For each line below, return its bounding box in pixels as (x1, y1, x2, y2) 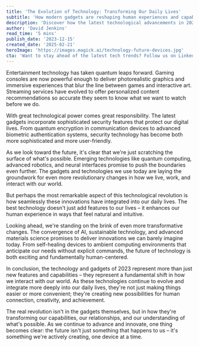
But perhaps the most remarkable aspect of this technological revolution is (6, 191, 188, 198)
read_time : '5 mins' (6, 31, 57, 37)
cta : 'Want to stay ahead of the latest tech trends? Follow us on (6, 53, 176, 59)
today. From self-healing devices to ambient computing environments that (6, 241, 187, 248)
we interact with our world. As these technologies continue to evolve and (6, 277, 184, 284)
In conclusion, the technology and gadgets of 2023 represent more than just (6, 265, 192, 272)
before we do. (6, 100, 40, 107)
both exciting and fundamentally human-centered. (6, 253, 129, 261)
